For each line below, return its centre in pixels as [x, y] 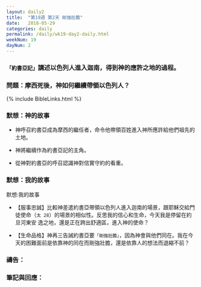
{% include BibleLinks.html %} [44, 99]
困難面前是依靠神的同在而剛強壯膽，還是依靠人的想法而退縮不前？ [108, 242]
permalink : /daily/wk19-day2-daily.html [58, 34]
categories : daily [29, 29]
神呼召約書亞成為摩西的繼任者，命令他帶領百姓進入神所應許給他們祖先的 [105, 130]
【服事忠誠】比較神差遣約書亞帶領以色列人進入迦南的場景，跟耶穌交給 [102, 207]
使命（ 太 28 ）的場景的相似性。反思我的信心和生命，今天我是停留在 [104, 215]
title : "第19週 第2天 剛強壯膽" [45, 17]
